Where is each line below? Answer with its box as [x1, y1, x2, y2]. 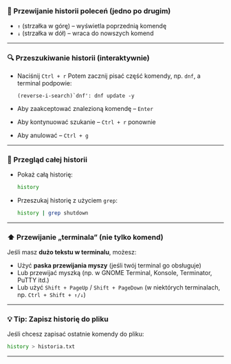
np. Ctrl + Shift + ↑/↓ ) [16, 290, 86, 299]
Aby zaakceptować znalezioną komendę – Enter [16, 104, 153, 112]
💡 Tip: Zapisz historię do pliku [7, 314, 109, 323]
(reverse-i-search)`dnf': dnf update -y [16, 92, 135, 99]
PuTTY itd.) [16, 276, 49, 284]
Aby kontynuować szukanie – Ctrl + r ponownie [16, 117, 156, 126]
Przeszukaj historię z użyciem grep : [16, 196, 118, 204]
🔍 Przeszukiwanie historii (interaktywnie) [7, 53, 150, 63]
